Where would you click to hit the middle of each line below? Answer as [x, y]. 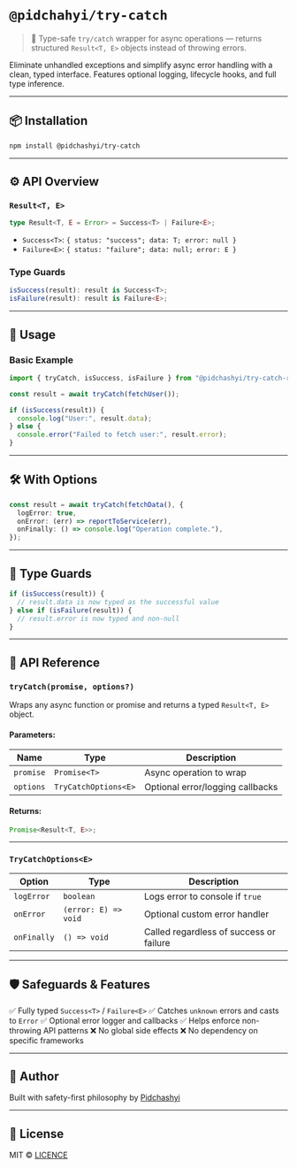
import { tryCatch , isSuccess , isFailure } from [100, 378]
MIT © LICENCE [38, 1155]
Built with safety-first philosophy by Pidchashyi [95, 1098]
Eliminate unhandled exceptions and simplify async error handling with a [141, 65]
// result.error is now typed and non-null [98, 619]
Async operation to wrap [196, 772]
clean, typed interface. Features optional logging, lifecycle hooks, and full [143, 74]
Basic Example [41, 359]
